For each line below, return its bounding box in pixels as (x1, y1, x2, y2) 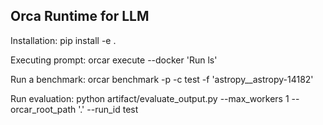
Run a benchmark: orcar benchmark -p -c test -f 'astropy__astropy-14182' (10, 73, 314, 85)
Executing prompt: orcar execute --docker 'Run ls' (10, 54, 218, 66)
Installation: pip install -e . (10, 34, 117, 46)
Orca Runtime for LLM (10, 8, 150, 25)
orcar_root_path (10, 103, 77, 115)
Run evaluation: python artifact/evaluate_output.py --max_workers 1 (10, 92, 290, 104)
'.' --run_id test (78, 103, 139, 115)
